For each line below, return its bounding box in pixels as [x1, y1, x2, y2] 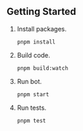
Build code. [16, 51, 50, 59]
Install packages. [16, 24, 67, 33]
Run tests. [16, 103, 47, 112]
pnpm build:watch [16, 64, 69, 72]
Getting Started [6, 6, 77, 18]
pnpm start [16, 90, 50, 98]
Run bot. [16, 77, 42, 85]
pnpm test [16, 117, 47, 124]
